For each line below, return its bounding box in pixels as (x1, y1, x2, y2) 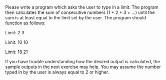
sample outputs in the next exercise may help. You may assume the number (5, 64, 161, 70)
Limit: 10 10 (5, 39, 28, 45)
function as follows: (5, 20, 46, 26)
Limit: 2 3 (5, 30, 24, 35)
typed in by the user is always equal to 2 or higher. (5, 69, 109, 75)
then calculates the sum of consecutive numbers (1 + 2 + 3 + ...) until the (5, 9, 155, 15)
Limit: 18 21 (5, 49, 28, 55)
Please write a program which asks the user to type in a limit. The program (5, 4, 159, 10)
